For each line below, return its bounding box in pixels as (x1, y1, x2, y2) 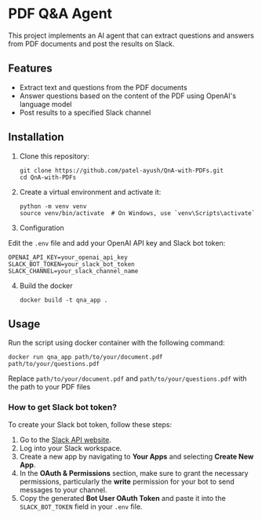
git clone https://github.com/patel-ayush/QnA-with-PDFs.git (19, 166, 224, 174)
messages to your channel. (19, 484, 107, 495)
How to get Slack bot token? (8, 402, 118, 413)
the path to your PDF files (8, 382, 91, 392)
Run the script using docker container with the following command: (8, 338, 225, 348)
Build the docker (19, 280, 73, 291)
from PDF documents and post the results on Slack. (8, 38, 175, 48)
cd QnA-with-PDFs (19, 174, 77, 181)
